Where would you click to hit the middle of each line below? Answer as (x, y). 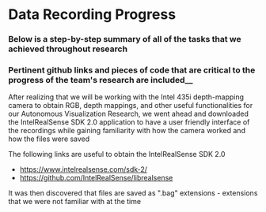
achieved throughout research (68, 49)
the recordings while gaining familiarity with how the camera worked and (127, 131)
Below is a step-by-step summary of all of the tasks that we (125, 39)
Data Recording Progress (92, 15)
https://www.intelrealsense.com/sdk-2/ (84, 169)
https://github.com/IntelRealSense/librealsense (96, 178)
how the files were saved (49, 139)
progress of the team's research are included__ (101, 80)
